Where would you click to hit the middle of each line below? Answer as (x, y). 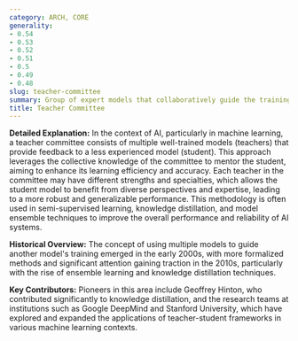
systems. (26, 228)
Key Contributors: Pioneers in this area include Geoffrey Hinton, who (136, 290)
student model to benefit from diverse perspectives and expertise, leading (145, 190)
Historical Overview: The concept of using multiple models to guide (134, 244)
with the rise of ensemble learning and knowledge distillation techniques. (143, 273)
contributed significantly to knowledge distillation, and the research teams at (149, 299)
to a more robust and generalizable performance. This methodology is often (148, 199)
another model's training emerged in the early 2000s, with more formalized (146, 254)
